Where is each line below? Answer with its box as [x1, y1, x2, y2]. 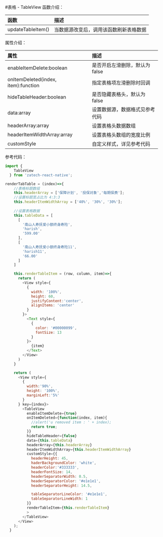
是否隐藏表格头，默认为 [92, 91, 146, 98]
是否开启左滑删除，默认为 [92, 62, 150, 68]
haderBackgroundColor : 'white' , [31, 460, 97, 466]
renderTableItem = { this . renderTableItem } [26, 505, 110, 510]
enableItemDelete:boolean [7, 65, 68, 71]
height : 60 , [31, 294, 55, 299]
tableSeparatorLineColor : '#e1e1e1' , [31, 492, 108, 497]
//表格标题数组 [14, 186, 40, 191]
